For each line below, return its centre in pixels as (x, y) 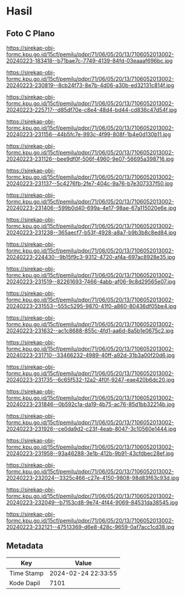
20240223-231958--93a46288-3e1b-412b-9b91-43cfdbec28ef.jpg (90, 453)
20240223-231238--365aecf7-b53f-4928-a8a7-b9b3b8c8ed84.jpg (91, 233)
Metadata (25, 546)
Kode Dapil (25, 583)
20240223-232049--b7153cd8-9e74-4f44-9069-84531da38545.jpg (92, 502)
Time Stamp (27, 573)
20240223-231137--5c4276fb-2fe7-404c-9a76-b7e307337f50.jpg (90, 183)
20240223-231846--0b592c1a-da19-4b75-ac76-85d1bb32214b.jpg (91, 404)
